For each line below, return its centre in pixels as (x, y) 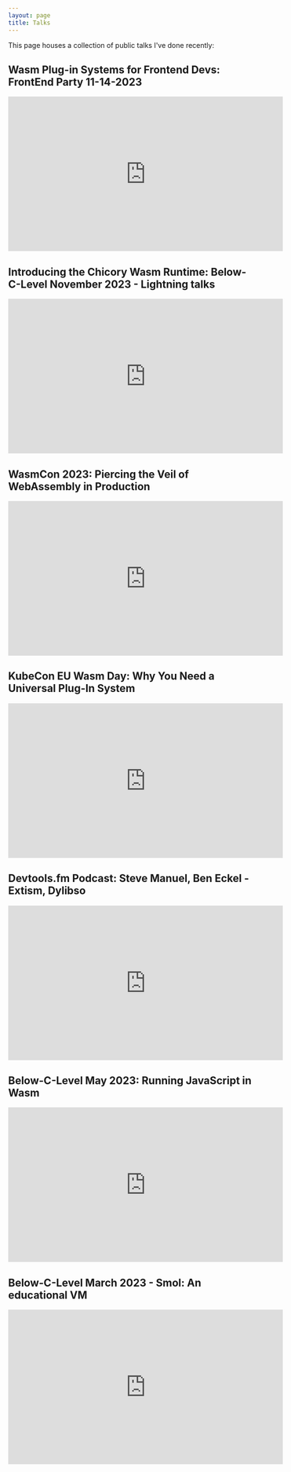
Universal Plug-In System (72, 688)
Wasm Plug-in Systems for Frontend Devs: (115, 70)
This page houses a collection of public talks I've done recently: (111, 45)
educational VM (48, 1295)
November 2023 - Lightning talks (133, 284)
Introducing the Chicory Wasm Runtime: (109, 272)
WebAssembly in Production (79, 487)
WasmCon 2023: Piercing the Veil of (99, 474)
